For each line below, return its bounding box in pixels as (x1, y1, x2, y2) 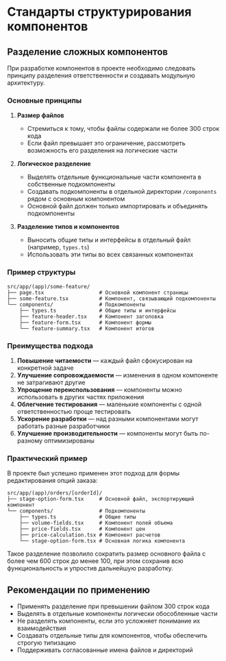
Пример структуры (7, 268, 76, 277)
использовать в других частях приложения (16, 392, 145, 401)
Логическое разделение (16, 160, 91, 168)
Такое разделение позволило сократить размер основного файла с (7, 549, 206, 558)
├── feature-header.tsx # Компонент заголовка (19, 313, 164, 320)
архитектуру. (7, 79, 46, 86)
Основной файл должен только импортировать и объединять (27, 202, 208, 210)
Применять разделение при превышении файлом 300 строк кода (16, 602, 210, 610)
